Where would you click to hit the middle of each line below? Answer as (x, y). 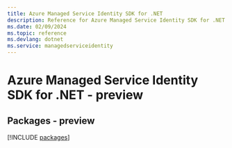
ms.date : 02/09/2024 (37, 26)
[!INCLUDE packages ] (39, 137)
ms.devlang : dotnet (35, 40)
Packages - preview (51, 121)
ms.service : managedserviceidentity (60, 46)
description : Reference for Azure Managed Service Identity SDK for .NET (116, 20)
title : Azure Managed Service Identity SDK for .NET (85, 14)
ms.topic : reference (37, 33)
